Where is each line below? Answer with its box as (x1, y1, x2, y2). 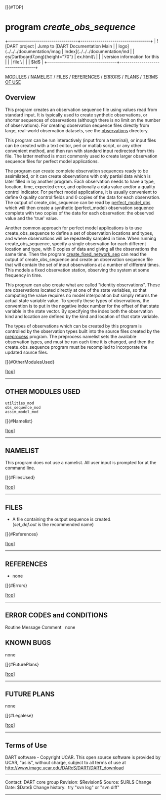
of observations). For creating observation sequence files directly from (5, 122, 150, 128)
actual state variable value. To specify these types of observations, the (5, 297, 150, 304)
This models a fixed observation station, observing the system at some (5, 267, 150, 273)
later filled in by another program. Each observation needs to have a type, (5, 178, 155, 184)
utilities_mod (5, 401, 35, 406)
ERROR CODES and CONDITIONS (5, 611, 108, 620)
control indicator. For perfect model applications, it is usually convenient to (5, 189, 157, 195)
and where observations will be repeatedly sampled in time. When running (5, 235, 157, 241)
